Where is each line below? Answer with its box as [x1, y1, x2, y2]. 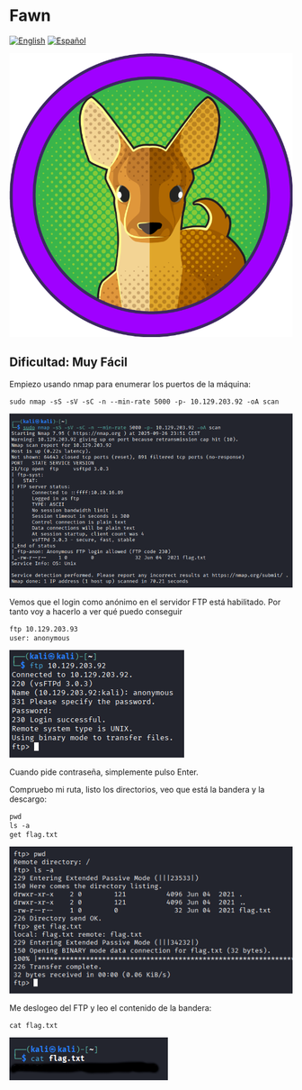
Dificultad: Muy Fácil [9, 355, 128, 370]
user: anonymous [9, 633, 70, 642]
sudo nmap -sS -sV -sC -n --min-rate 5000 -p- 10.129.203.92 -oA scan [9, 397, 280, 406]
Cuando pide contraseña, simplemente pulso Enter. [9, 767, 200, 777]
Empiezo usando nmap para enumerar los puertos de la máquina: [9, 378, 252, 389]
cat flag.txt [9, 1022, 58, 1031]
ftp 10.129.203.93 [9, 624, 78, 633]
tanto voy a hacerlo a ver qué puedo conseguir [9, 605, 182, 617]
